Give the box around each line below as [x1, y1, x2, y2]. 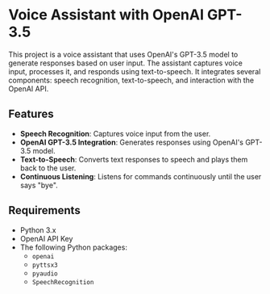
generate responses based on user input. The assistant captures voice [8, 58, 243, 68]
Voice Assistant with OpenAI [8, 6, 204, 24]
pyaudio [31, 269, 58, 278]
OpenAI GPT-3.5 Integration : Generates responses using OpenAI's [19, 137, 244, 147]
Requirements [8, 204, 81, 217]
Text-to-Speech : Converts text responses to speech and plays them [19, 154, 248, 164]
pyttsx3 [31, 261, 58, 269]
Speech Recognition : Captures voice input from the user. [19, 128, 211, 138]
